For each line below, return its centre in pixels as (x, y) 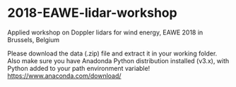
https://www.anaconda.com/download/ (64, 76)
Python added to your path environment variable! (79, 68)
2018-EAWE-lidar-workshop (93, 13)
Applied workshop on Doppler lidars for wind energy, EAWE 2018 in (105, 32)
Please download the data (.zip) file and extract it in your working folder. (112, 53)
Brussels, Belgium (34, 39)
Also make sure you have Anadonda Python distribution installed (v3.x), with (118, 60)
